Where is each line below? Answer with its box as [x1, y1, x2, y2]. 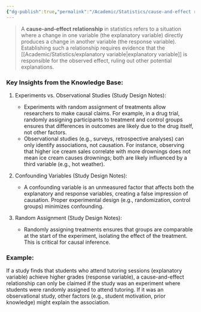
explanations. [20, 63, 54, 71]
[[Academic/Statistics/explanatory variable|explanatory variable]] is [20, 50, 187, 57]
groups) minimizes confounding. [23, 203, 104, 210]
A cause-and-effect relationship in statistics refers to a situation [20, 25, 181, 32]
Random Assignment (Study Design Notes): [14, 214, 123, 221]
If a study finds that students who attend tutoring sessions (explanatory [6, 267, 182, 274]
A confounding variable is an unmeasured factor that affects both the [23, 183, 194, 191]
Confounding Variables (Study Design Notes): [14, 172, 127, 179]
